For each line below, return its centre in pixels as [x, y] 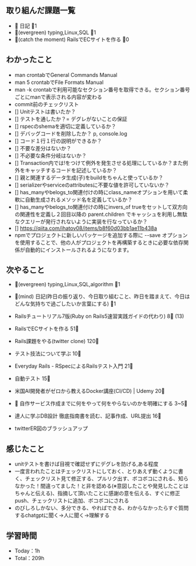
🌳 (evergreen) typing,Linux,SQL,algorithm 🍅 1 [67, 284]
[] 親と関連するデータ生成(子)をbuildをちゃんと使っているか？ [89, 177]
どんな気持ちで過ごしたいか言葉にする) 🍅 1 [65, 304]
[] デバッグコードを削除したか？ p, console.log [71, 133]
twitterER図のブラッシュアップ [51, 428]
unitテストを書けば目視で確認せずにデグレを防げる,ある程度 [87, 464]
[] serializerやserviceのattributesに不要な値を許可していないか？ [92, 185]
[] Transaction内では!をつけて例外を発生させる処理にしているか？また [99, 162]
